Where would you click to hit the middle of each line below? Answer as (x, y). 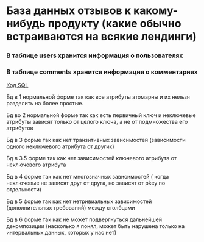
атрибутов (20, 128)
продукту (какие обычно (114, 23)
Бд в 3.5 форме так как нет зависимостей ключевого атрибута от (92, 158)
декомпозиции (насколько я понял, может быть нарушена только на (96, 226)
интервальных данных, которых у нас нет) (62, 233)
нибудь (26, 23)
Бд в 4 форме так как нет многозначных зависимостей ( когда (88, 177)
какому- (156, 11)
